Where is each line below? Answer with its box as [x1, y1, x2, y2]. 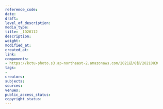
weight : [5, 39, 21, 43]
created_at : [5, 47, 29, 52]
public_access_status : [5, 92, 51, 97]
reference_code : [5, 7, 38, 12]
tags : [5, 66, 16, 70]
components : [5, 56, 29, 61]
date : [5, 12, 16, 16]
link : [5, 52, 16, 57]
